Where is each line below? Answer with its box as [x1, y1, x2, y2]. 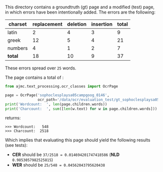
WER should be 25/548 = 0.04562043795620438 [12, 162, 105, 168]
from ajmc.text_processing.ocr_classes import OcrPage [5, 84, 118, 89]
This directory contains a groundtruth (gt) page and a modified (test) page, [5, 4, 155, 10]
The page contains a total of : [5, 75, 64, 80]
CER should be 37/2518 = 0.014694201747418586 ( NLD [12, 152, 120, 157]
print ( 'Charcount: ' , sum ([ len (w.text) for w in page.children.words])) [5, 106, 158, 111]
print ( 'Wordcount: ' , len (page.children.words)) [5, 102, 108, 106]
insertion [91, 21, 113, 27]
